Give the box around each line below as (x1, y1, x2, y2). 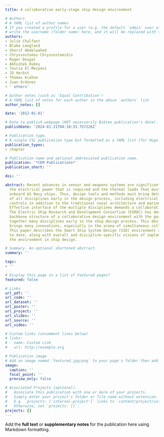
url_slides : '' (5, 313, 36, 318)
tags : (5, 259, 16, 264)
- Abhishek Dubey (5, 62, 41, 67)
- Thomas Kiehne (5, 75, 38, 80)
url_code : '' (5, 295, 32, 300)
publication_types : (5, 142, 45, 147)
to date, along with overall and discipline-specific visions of (9, 232, 145, 237)
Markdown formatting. (5, 427, 50, 433)
